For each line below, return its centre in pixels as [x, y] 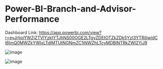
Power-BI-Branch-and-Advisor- [71, 9]
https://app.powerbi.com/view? [70, 32]
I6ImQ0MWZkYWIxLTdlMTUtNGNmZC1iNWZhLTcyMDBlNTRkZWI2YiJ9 [76, 42]
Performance [32, 19]
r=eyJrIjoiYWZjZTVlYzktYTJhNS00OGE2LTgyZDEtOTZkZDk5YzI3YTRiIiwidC [81, 38]
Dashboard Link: [21, 32]
